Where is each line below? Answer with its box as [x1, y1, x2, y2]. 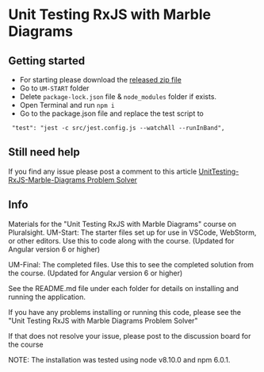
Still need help [8, 145, 81, 159]
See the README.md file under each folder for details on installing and [8, 283, 239, 293]
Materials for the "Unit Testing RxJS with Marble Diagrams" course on [8, 219, 236, 228]
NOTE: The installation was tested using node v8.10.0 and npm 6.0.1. [8, 355, 231, 364]
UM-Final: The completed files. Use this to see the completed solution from [8, 259, 254, 269]
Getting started [8, 54, 86, 67]
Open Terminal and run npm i [19, 101, 115, 109]
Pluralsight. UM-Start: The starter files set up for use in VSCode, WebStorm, [8, 228, 257, 237]
